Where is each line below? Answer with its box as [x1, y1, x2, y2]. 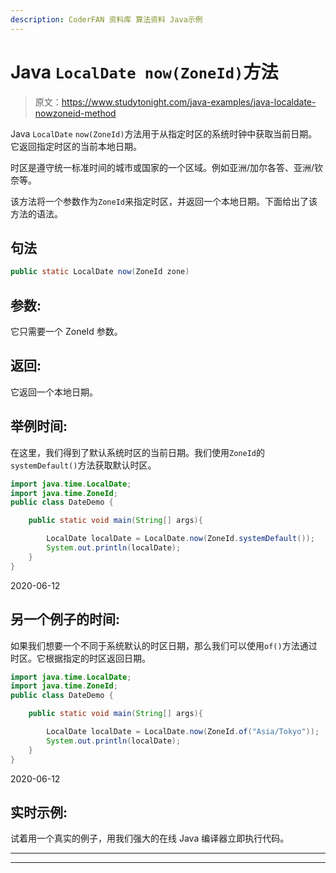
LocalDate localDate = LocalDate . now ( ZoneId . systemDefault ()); [46, 534, 315, 544]
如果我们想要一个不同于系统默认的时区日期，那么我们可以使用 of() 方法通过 [10, 639, 318, 651]
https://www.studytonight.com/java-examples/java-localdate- [61, 96, 317, 108]
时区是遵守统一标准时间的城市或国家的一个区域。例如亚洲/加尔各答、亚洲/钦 [10, 161, 324, 173]
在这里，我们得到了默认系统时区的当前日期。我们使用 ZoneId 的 [10, 446, 265, 458]
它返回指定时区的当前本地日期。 [10, 140, 142, 152]
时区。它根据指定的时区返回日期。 [10, 652, 151, 664]
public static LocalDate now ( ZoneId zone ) [10, 267, 190, 277]
